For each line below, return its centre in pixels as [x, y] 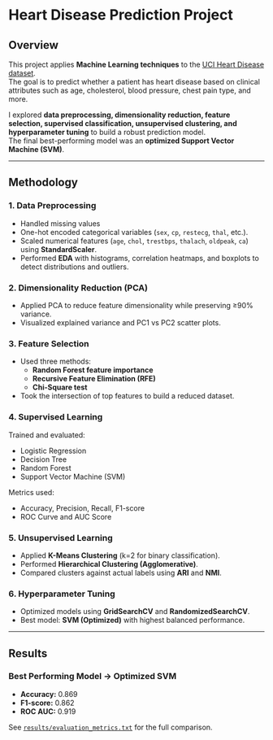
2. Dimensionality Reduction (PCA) [78, 288]
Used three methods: [56, 361]
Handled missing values [60, 223]
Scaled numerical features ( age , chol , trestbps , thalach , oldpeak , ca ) [134, 241]
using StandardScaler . [58, 249]
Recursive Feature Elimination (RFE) [94, 379]
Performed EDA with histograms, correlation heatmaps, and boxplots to [140, 258]
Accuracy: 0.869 [49, 694]
